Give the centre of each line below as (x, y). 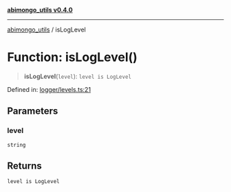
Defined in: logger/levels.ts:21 (49, 89)
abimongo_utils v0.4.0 (40, 10)
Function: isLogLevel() (72, 57)
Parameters (33, 111)
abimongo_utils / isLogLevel (46, 29)
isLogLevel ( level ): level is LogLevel (78, 76)
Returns (25, 166)
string (16, 145)
